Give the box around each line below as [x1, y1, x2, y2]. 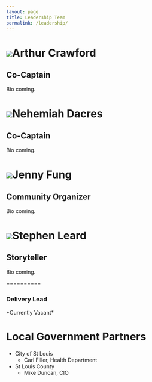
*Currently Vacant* [6, 309, 54, 316]
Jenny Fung [12, 168, 72, 181]
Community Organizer [6, 191, 91, 202]
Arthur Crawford [12, 46, 96, 60]
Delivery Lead [6, 295, 48, 304]
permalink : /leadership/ [6, 20, 68, 26]
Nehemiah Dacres [12, 106, 103, 120]
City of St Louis [14, 350, 53, 357]
